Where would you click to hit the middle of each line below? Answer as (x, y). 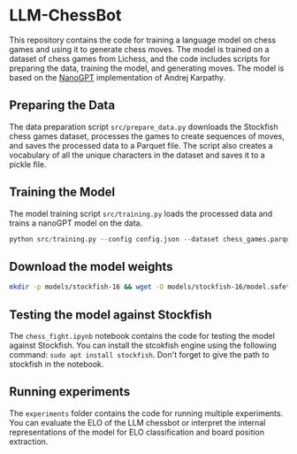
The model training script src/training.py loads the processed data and (141, 213)
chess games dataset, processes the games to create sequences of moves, (147, 136)
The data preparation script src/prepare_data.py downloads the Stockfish (144, 127)
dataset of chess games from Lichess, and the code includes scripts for (140, 58)
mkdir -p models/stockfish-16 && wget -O (87, 287)
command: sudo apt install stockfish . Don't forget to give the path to (139, 354)
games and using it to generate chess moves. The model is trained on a (139, 49)
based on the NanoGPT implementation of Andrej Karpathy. (118, 77)
